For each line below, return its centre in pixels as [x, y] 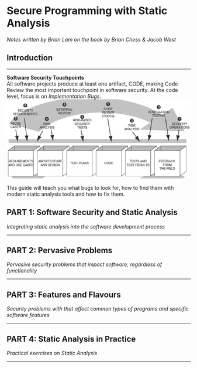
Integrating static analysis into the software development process [86, 226]
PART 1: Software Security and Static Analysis [92, 212]
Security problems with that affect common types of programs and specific [98, 309]
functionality [22, 271]
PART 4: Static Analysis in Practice [71, 339]
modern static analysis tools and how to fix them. [66, 194]
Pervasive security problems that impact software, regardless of [84, 264]
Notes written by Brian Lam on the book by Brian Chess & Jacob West [91, 39]
